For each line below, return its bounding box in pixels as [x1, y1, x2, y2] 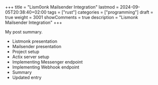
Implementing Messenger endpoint [12, 59, 83, 65]
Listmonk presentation [12, 38, 58, 44]
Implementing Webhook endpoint [12, 64, 80, 70]
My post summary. [5, 29, 43, 34]
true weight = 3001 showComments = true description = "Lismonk [5, 15, 138, 20]
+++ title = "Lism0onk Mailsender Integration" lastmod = [5, 4, 119, 10]
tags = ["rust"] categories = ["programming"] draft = [47, 9, 154, 15]
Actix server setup [12, 54, 49, 60]
